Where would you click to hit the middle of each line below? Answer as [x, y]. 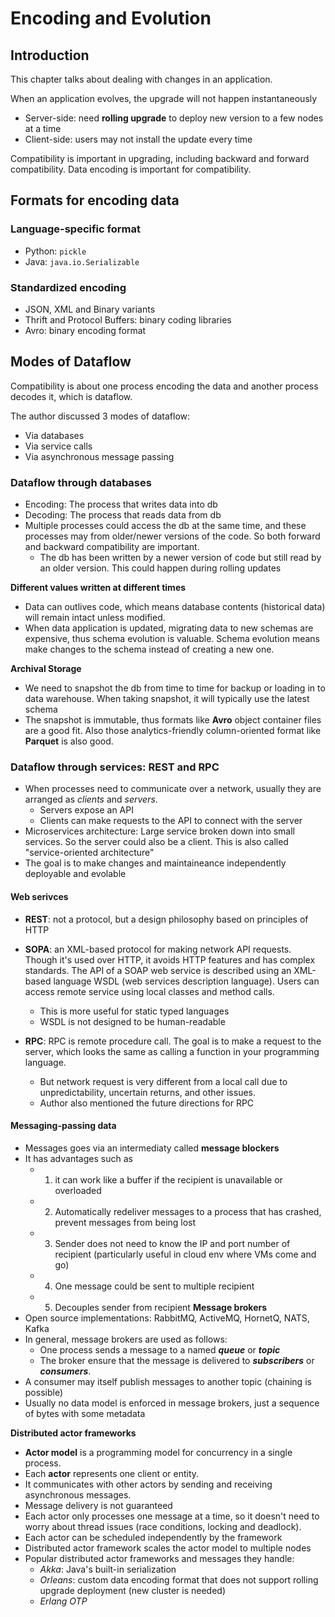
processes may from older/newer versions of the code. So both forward [172, 536]
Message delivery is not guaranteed [98, 1505]
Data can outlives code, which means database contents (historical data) [175, 607]
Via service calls [58, 446]
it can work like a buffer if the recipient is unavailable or [168, 1179]
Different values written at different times [98, 588]
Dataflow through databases [81, 482]
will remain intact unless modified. [95, 618]
